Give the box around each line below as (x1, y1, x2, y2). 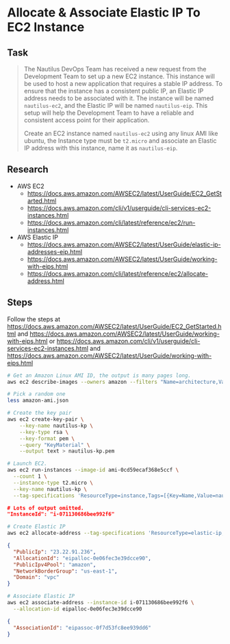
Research (7, 163, 49, 176)
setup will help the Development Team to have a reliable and (23, 108, 194, 117)
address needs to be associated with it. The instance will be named (23, 94, 214, 102)
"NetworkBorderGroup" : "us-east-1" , (13, 568, 118, 575)
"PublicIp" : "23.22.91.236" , (13, 548, 97, 555)
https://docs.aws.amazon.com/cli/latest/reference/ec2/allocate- (27, 269, 209, 277)
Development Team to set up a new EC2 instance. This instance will (23, 72, 216, 80)
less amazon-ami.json (7, 397, 69, 404)
